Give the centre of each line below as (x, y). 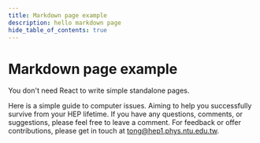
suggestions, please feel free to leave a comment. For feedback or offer (125, 123)
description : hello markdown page (65, 23)
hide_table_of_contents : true (58, 30)
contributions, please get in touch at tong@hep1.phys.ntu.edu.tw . (113, 131)
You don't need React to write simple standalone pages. (99, 90)
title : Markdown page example (58, 15)
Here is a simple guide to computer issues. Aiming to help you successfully (130, 106)
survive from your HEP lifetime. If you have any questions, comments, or (125, 114)
